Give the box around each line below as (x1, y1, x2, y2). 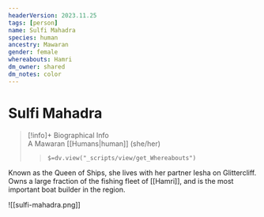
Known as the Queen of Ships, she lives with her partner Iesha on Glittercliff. (8, 167, 257, 178)
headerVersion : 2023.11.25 (8, 11, 97, 20)
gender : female (8, 48, 58, 56)
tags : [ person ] (8, 19, 58, 27)
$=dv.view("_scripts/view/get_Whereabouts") (47, 154, 197, 162)
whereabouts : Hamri (8, 56, 73, 64)
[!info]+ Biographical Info (27, 130, 109, 140)
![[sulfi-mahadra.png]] (8, 200, 81, 209)
